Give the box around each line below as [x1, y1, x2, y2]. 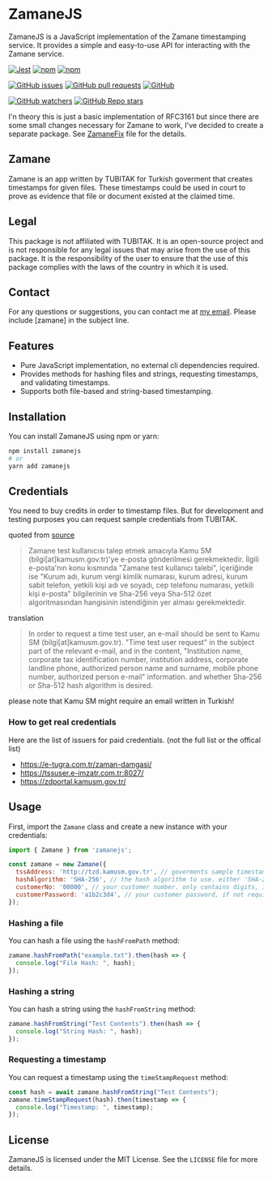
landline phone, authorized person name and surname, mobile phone [28, 664, 259, 673]
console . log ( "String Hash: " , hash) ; [15, 1027, 143, 1036]
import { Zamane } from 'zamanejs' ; [8, 846, 132, 854]
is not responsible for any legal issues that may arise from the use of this [8, 245, 251, 254]
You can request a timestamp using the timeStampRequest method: [8, 1072, 228, 1082]
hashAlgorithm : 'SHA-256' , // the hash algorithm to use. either [15, 876, 241, 884]
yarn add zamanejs [8, 462, 70, 470]
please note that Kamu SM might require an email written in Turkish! [8, 696, 235, 706]
